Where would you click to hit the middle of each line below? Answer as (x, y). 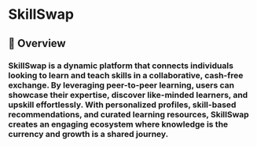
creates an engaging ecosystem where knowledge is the (118, 124)
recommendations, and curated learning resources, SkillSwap (128, 114)
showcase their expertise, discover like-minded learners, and (128, 95)
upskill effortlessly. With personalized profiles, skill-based (122, 105)
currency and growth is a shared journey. (88, 134)
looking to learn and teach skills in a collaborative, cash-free (126, 75)
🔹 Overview (37, 43)
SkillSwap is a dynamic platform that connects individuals (121, 66)
